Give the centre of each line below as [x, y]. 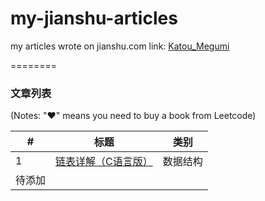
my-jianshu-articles [94, 18]
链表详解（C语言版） [104, 162]
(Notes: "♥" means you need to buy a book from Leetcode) [133, 116]
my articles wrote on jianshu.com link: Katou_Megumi [120, 46]
